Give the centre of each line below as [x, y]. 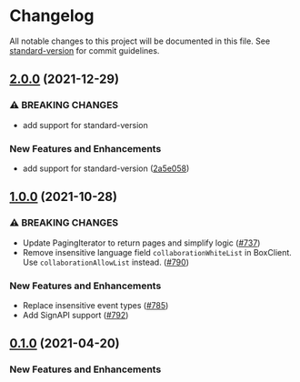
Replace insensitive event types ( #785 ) [95, 305]
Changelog [52, 16]
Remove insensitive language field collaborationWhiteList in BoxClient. [157, 252]
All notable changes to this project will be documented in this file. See [140, 41]
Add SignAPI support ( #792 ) [75, 315]
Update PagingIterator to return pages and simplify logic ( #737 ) [141, 243]
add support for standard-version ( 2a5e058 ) [106, 168]
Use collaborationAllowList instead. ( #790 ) [105, 262]
